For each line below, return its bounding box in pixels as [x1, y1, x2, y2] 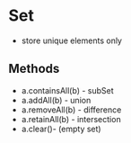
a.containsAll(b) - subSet [21, 85, 114, 95]
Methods [8, 61, 60, 76]
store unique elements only [21, 35, 123, 46]
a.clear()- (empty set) [21, 123, 101, 134]
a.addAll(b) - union [21, 94, 92, 105]
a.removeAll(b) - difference [21, 104, 122, 115]
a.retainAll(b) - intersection [21, 113, 122, 124]
